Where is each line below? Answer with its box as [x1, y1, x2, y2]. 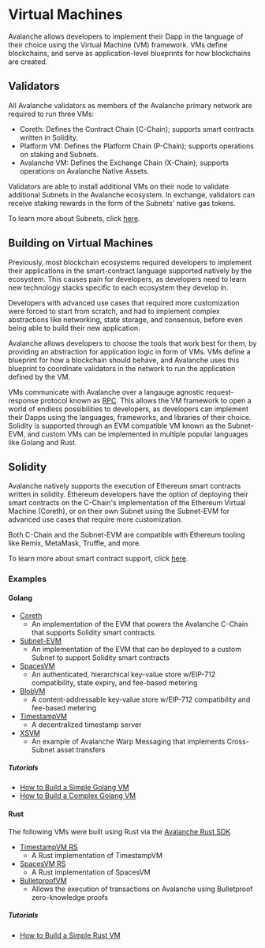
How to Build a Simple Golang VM [19, 783, 129, 792]
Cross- [226, 736, 250, 746]
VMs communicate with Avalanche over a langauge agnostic [8, 387, 205, 396]
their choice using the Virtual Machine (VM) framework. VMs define [8, 39, 228, 49]
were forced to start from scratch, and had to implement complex [8, 306, 221, 316]
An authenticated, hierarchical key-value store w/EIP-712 [31, 669, 216, 679]
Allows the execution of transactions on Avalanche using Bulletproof [31, 884, 254, 894]
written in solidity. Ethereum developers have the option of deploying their [8, 489, 248, 499]
